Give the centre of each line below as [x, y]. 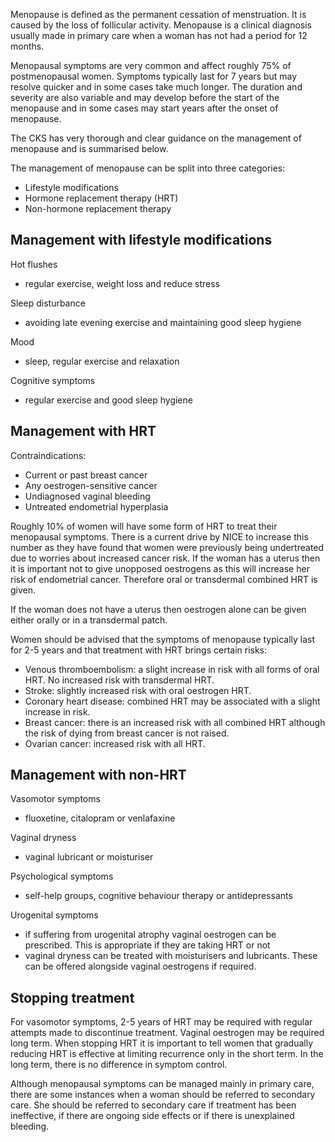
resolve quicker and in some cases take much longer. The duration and [156, 87]
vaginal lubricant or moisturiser [89, 857]
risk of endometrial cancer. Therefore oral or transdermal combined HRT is [164, 579]
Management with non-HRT [98, 775]
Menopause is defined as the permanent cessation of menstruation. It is [158, 14]
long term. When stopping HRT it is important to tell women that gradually [162, 1043]
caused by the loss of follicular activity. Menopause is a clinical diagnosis [161, 25]
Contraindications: [48, 455]
